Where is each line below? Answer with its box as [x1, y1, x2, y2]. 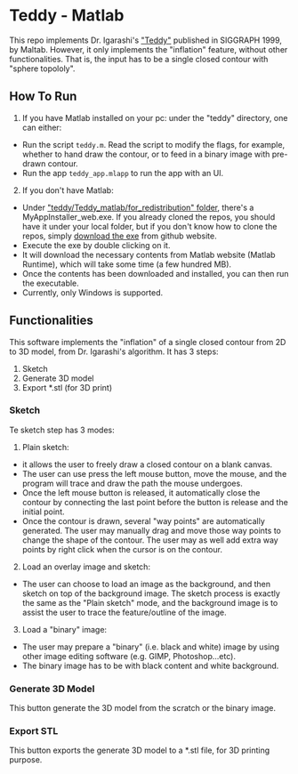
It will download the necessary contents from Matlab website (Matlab [21, 249, 276, 260]
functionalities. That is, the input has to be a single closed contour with [9, 53, 269, 64]
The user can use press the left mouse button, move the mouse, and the [21, 468, 287, 479]
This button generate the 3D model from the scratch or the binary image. [9, 703, 276, 714]
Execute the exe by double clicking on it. [21, 239, 171, 250]
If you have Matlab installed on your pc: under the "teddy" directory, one [21, 112, 288, 123]
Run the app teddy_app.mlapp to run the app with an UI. [21, 167, 224, 178]
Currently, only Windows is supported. [21, 286, 164, 298]
